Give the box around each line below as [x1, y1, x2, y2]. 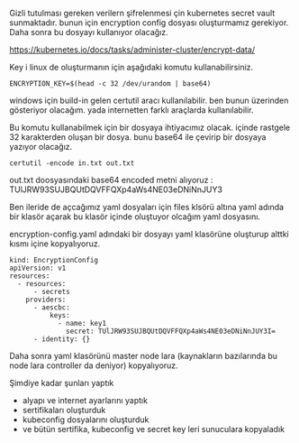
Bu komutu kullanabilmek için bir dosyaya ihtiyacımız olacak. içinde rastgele [9, 122, 291, 133]
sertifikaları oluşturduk [22, 405, 106, 415]
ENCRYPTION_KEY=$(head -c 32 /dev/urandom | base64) [9, 79, 212, 88]
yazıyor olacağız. [9, 142, 73, 152]
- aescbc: [32, 303, 70, 312]
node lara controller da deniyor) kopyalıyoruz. [9, 360, 178, 371]
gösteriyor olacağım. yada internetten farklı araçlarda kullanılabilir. [9, 105, 254, 115]
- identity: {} [32, 335, 91, 344]
